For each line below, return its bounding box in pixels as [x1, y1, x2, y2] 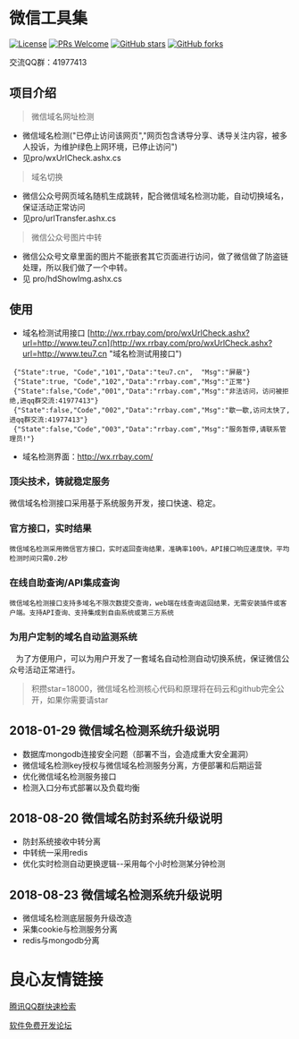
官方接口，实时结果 [9, 522, 92, 534]
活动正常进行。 [24, 664, 80, 675]
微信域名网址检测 [30, 111, 95, 122]
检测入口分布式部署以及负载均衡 [21, 782, 140, 793]
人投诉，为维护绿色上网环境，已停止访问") [21, 141, 179, 152]
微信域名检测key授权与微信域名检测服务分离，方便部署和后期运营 [21, 760, 262, 771]
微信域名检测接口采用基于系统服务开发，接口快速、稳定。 [9, 498, 220, 508]
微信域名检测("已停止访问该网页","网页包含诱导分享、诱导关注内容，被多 [21, 130, 288, 141]
